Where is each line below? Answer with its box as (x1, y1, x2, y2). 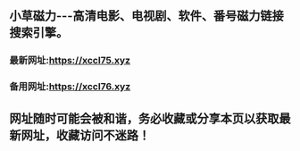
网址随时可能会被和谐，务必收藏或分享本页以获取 (9, 111, 279, 126)
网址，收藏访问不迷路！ (21, 128, 150, 143)
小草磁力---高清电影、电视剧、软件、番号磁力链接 (9, 8, 284, 24)
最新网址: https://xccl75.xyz (9, 55, 131, 67)
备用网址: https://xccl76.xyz (9, 80, 131, 93)
